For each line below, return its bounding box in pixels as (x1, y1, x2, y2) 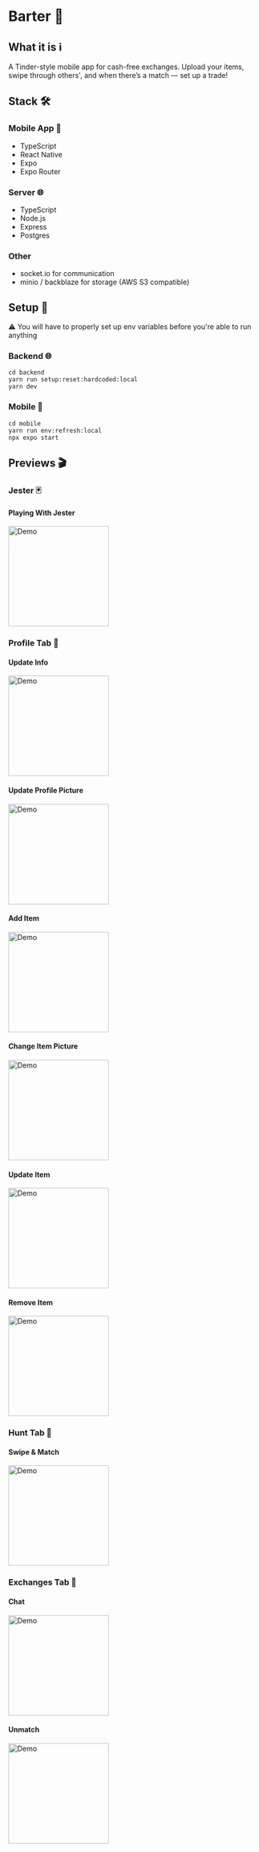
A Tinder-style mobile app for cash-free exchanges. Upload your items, (8, 62, 245, 71)
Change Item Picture (8, 1041, 79, 1051)
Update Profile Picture (8, 785, 84, 795)
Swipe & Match (8, 1447, 60, 1456)
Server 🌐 (8, 186, 44, 197)
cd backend (8, 368, 45, 377)
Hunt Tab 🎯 (8, 1427, 52, 1439)
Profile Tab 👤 (8, 637, 59, 649)
